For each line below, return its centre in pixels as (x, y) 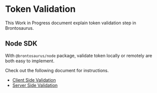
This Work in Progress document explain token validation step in (71, 23)
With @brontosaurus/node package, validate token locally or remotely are (79, 55)
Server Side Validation (35, 85)
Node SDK (21, 44)
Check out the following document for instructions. (57, 70)
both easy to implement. (30, 61)
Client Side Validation (34, 80)
